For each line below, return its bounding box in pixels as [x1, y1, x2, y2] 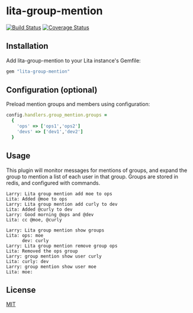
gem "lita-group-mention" [6, 68, 70, 74]
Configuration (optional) [6, 85, 98, 95]
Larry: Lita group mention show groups [6, 227, 105, 233]
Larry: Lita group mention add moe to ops [6, 190, 112, 197]
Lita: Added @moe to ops [6, 196, 67, 202]
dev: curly [21, 237, 49, 243]
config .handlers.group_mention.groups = [6, 112, 108, 118]
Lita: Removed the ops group [6, 248, 78, 254]
